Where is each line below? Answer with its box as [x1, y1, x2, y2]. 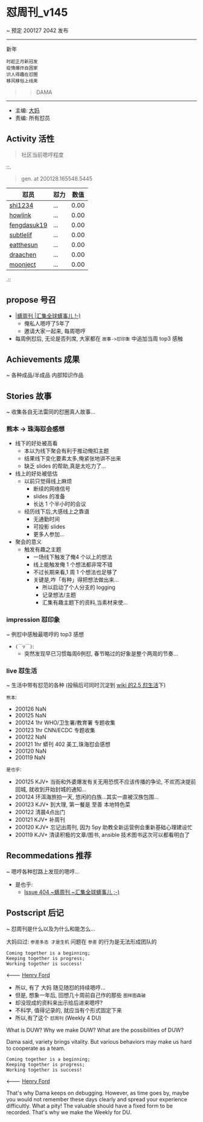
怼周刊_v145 [6, 5, 68, 19]
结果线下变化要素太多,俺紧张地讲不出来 [24, 455, 121, 462]
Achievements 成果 [6, 354, 80, 364]
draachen [9, 250, 37, 258]
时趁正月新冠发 [6, 58, 38, 64]
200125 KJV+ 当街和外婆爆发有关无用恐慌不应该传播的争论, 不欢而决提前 [14, 778, 196, 785]
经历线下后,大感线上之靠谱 [24, 508, 89, 516]
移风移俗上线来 [6, 78, 38, 84]
